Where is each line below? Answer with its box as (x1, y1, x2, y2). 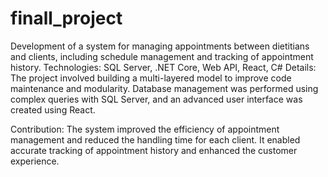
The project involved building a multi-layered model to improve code (10, 72, 292, 84)
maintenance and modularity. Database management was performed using (10, 82, 319, 94)
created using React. (10, 103, 96, 116)
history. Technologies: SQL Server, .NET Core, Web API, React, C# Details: (10, 61, 317, 73)
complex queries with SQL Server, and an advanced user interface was (10, 93, 303, 105)
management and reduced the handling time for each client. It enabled (10, 133, 301, 146)
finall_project (10, 7, 123, 30)
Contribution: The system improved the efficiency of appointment (10, 123, 280, 135)
